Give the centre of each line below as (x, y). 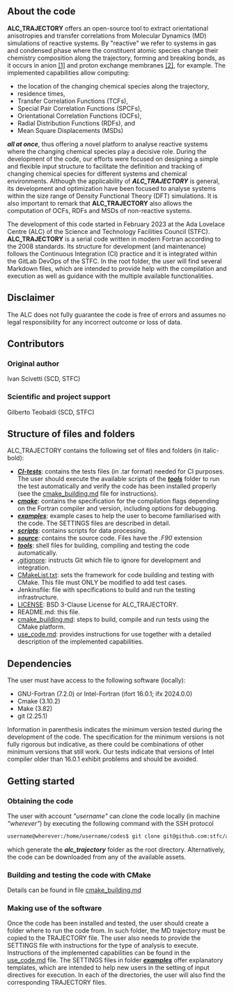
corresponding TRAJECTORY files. (57, 983)
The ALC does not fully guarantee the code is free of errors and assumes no (117, 314)
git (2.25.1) (32, 716)
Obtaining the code (40, 801)
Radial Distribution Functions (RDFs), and (76, 123)
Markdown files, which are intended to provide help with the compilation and (117, 268)
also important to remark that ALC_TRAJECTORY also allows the (100, 203)
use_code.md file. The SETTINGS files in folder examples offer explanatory (115, 960)
